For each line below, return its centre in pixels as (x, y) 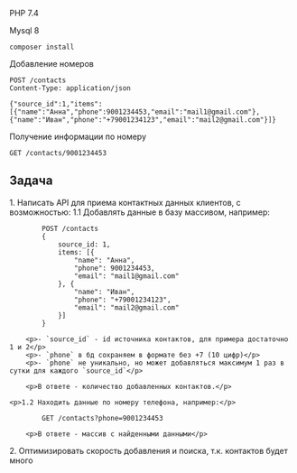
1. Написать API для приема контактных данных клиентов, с (125, 202)
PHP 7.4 (24, 13)
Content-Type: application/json (70, 88)
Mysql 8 (24, 30)
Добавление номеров (52, 64)
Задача (31, 181)
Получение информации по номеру (78, 136)
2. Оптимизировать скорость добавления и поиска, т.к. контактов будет (149, 450)
